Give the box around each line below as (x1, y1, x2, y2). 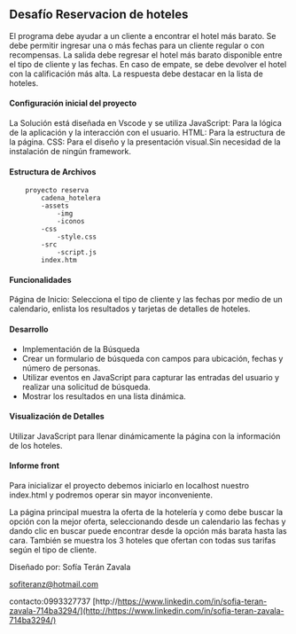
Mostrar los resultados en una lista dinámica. (21, 390, 186, 402)
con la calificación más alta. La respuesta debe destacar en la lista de (9, 68, 263, 79)
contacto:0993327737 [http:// (9, 596, 118, 607)
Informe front (9, 460, 60, 471)
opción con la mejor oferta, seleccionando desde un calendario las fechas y (9, 516, 286, 527)
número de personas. (21, 363, 101, 373)
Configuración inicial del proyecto (9, 98, 137, 109)
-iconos (56, 217, 86, 226)
